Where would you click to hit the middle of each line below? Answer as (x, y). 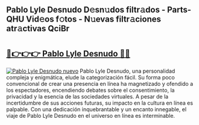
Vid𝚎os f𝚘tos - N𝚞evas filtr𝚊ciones (94, 20)
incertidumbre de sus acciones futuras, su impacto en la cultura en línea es (100, 103)
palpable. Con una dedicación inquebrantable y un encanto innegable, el (96, 109)
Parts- (179, 10)
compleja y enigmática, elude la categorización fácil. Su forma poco (90, 77)
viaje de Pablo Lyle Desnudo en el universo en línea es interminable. (91, 116)
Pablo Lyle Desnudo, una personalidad (127, 71)
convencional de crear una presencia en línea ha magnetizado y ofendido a (100, 84)
